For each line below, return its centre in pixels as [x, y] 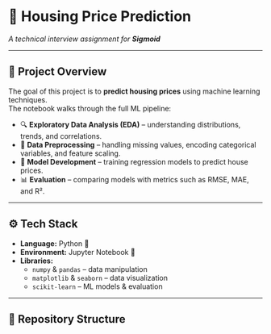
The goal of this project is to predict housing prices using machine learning [134, 91]
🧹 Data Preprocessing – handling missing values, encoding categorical [138, 144]
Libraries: [37, 261]
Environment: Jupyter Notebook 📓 [77, 252]
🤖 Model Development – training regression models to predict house [134, 161]
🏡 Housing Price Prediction [100, 17]
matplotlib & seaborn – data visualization [100, 278]
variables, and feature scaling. [70, 153]
